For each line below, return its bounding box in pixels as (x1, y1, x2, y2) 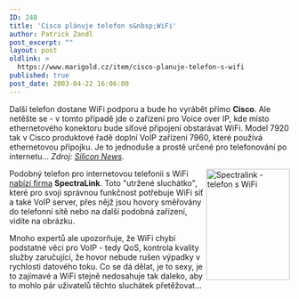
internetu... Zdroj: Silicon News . (9, 150, 125, 161)
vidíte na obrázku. (9, 215, 76, 226)
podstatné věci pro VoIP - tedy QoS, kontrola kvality (9, 242, 199, 253)
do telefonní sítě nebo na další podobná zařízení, (9, 206, 188, 216)
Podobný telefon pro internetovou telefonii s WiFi (9, 168, 189, 179)
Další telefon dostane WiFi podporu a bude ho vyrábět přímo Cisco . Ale (9, 103, 271, 114)
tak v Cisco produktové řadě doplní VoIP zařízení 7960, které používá (9, 132, 263, 142)
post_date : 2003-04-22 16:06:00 (9, 79, 129, 88)
